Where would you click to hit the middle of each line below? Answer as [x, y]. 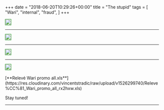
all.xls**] [60, 78]
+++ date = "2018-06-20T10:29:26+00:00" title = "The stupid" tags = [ [76, 7]
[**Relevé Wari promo [28, 78]
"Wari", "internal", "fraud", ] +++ [37, 12]
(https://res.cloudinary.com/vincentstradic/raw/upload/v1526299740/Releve [82, 83]
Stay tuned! [17, 98]
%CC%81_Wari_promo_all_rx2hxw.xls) [43, 88]
